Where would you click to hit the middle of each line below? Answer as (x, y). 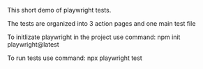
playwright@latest (33, 44)
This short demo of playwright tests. (59, 10)
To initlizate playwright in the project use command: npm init (94, 37)
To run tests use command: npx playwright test (75, 58)
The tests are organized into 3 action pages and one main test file (101, 23)
